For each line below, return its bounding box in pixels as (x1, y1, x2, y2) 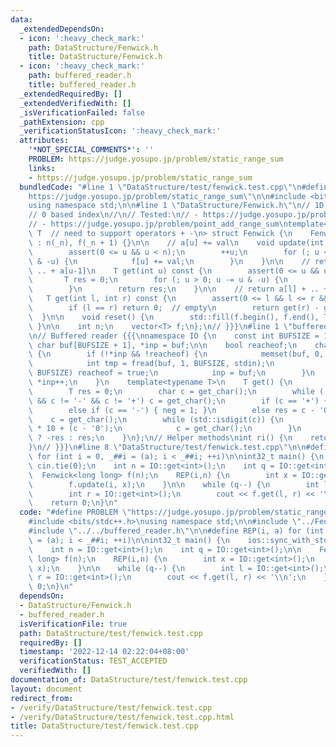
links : (28, 163, 56, 173)
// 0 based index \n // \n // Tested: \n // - (28, 210, 199, 220)
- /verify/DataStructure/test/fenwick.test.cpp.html (10, 712, 235, 722)
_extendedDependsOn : (19, 24, 105, 34)
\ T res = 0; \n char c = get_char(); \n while (28, 386, 315, 396)
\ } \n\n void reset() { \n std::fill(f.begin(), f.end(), (28, 312, 320, 322)
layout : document (10, 684, 83, 694)
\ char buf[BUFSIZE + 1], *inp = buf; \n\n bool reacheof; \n (28, 340, 298, 350)
